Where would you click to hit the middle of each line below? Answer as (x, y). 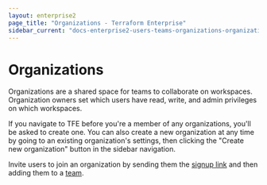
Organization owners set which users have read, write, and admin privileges (132, 100)
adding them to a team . (46, 173)
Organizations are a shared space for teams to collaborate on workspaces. (130, 91)
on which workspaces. (45, 109)
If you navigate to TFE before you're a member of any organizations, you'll (130, 124)
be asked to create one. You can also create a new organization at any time (131, 133)
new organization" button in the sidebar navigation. (92, 149)
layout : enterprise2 (43, 15)
